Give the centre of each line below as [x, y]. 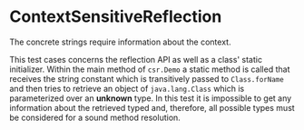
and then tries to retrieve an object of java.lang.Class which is [127, 88]
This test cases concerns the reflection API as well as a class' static [136, 59]
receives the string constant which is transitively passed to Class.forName [147, 78]
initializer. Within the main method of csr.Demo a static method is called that [150, 69]
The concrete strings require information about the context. [120, 42]
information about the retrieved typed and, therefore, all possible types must [152, 107]
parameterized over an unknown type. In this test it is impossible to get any [151, 98]
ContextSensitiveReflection [116, 17]
